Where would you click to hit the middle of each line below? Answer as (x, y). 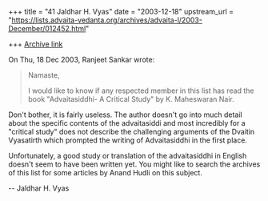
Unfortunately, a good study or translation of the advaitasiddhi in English (128, 156)
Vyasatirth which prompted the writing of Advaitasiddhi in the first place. (128, 140)
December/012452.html (47, 28)
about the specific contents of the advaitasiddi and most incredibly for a (127, 123)
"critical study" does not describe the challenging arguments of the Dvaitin (132, 132)
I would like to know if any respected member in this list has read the (141, 90)
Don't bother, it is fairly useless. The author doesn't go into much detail (125, 115)
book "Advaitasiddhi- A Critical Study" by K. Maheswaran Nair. (131, 99)
